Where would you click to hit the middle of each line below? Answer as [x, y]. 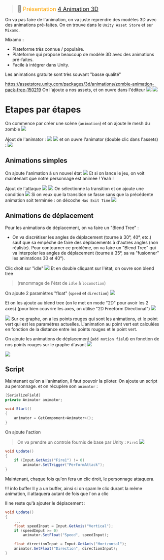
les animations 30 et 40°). [38, 258]
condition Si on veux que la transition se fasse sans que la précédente [79, 194]
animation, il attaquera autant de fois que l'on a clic [57, 494]
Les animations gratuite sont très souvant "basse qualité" [63, 74]
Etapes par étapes [43, 110]
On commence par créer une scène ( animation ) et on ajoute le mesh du [78, 123]
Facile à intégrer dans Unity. [41, 65]
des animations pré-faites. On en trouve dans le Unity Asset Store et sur [79, 25]
